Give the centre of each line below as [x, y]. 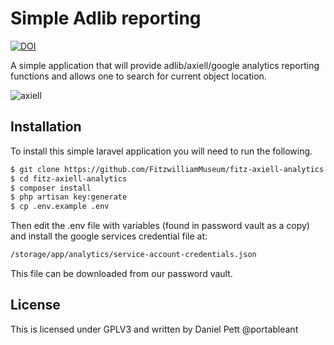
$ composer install [51, 188]
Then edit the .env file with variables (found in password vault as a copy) [160, 226]
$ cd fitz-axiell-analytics [69, 178]
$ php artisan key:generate [69, 197]
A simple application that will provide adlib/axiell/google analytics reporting [165, 65]
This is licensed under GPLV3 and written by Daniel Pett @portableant [154, 329]
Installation [46, 127]
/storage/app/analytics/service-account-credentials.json [133, 255]
